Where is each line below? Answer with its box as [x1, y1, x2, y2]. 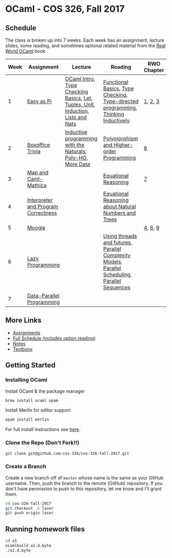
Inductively [103, 117, 130, 124]
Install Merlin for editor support [5, 407, 71, 413]
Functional [103, 79, 128, 85]
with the [64, 142, 84, 148]
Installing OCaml [5, 376, 48, 383]
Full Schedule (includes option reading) [12, 335, 96, 341]
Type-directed [103, 98, 139, 105]
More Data [64, 161, 91, 167]
